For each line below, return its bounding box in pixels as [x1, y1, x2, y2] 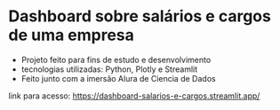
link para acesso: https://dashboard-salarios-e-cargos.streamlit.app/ [8, 90, 260, 101]
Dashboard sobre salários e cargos [8, 6, 272, 27]
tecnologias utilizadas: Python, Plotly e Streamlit [20, 64, 197, 75]
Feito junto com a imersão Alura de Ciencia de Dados [20, 73, 216, 83]
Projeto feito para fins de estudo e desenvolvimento [20, 54, 212, 65]
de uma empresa [8, 25, 135, 45]
